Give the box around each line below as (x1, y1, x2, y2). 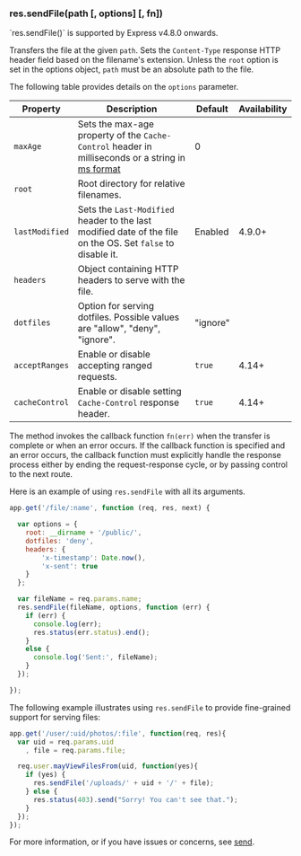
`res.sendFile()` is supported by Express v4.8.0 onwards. (9, 28, 219, 39)
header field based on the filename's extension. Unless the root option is (9, 55, 279, 66)
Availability (238, 102, 288, 115)
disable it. (77, 248, 119, 260)
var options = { (17, 520, 78, 529)
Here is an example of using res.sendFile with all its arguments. (9, 486, 246, 497)
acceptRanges (13, 360, 70, 371)
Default (195, 102, 228, 115)
